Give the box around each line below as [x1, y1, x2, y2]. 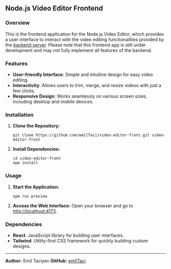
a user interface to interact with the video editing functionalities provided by [5, 36, 164, 42]
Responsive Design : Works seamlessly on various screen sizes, [12, 93, 148, 99]
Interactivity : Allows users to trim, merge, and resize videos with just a [12, 82, 162, 88]
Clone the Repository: [12, 123, 60, 129]
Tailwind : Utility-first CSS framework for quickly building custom [12, 237, 149, 244]
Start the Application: [12, 183, 60, 190]
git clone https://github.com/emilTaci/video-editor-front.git [12, 132, 150, 138]
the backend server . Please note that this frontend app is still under [5, 42, 146, 48]
